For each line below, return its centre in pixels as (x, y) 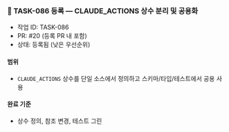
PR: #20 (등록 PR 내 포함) (52, 36)
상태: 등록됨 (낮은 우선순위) (54, 45)
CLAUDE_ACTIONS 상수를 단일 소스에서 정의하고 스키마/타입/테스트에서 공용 (116, 78)
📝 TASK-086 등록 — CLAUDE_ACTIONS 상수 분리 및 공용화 (103, 10)
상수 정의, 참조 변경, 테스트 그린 (59, 121)
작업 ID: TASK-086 (43, 27)
